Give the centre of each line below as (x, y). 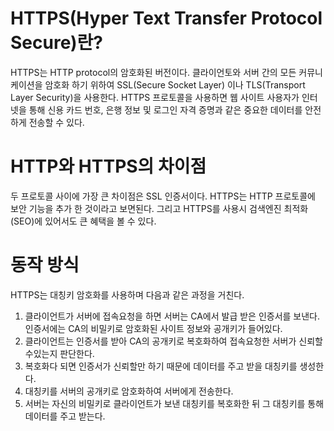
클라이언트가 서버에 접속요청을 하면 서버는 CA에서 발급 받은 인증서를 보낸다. (172, 316)
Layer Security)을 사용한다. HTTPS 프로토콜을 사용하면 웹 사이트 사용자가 (155, 97)
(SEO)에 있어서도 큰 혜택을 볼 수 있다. (83, 221)
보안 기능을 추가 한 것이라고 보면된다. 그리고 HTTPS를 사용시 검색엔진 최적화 (159, 208)
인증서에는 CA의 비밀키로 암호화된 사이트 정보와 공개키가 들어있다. (153, 328)
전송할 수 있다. (56, 122)
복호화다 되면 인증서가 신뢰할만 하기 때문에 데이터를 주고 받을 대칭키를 (161, 366)
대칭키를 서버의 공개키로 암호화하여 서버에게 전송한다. (129, 391)
